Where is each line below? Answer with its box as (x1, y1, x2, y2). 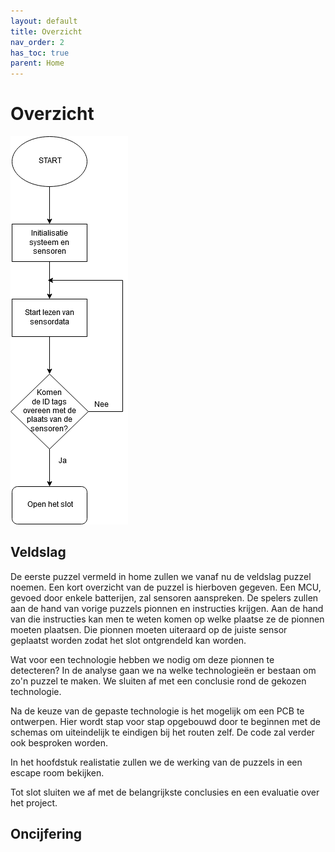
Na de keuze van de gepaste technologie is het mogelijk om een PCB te (10, 705, 305, 717)
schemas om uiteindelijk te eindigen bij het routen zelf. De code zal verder (10, 726, 315, 738)
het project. (10, 796, 58, 809)
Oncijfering (10, 826, 83, 843)
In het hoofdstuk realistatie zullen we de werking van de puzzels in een (10, 756, 303, 768)
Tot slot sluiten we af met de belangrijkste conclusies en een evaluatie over (10, 786, 320, 798)
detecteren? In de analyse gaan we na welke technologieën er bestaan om (10, 664, 317, 676)
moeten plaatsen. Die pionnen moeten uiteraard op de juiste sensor (10, 623, 288, 635)
